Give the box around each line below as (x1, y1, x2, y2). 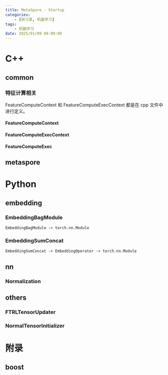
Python (5, 178, 36, 190)
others (5, 293, 27, 302)
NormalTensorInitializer (5, 322, 65, 329)
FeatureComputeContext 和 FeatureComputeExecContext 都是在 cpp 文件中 (5, 102, 163, 108)
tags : (5, 21, 17, 27)
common (5, 73, 34, 82)
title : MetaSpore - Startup (5, 7, 65, 13)
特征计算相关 (5, 89, 37, 97)
